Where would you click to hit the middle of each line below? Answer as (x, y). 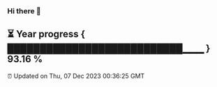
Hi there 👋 (24, 11)
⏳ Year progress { (46, 34)
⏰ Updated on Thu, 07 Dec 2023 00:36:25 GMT (76, 76)
